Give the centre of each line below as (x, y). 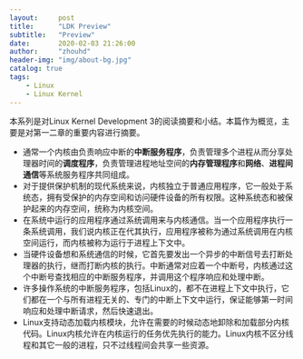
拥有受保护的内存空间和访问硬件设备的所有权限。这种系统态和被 (166, 197)
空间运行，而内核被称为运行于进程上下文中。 (106, 243)
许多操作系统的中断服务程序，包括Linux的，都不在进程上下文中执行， (152, 288)
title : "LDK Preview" (60, 26)
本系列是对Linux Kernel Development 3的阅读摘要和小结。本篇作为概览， (146, 121)
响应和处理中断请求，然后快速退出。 (90, 311)
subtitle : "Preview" (52, 35)
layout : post (42, 18)
